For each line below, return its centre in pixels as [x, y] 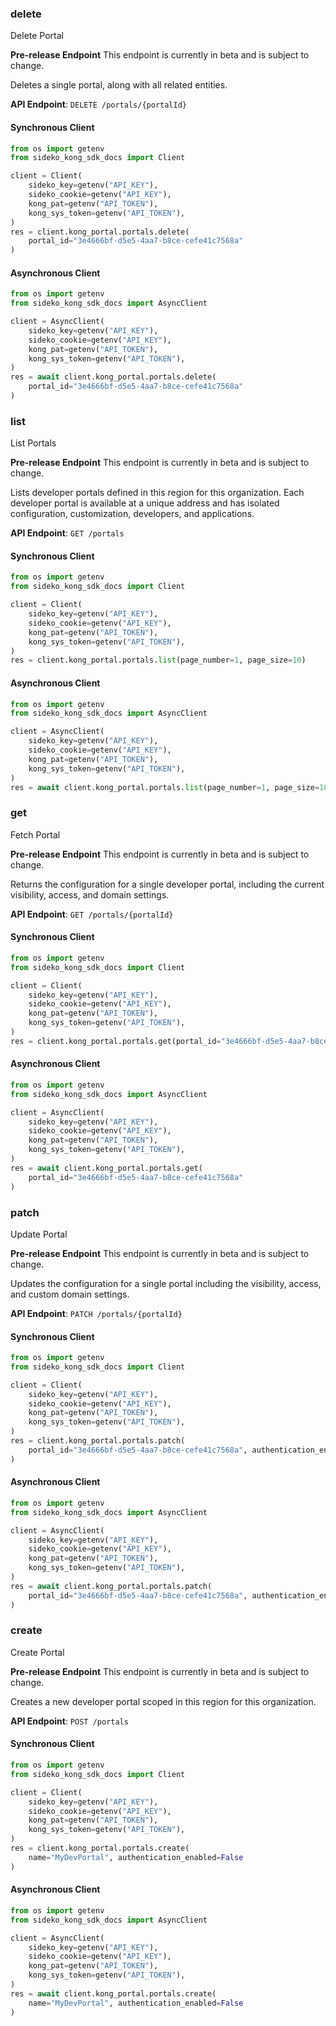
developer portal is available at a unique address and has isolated [145, 503]
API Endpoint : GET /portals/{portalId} [92, 914]
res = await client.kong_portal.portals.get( [106, 1168]
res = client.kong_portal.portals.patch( [98, 1441]
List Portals [33, 443]
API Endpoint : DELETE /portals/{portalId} [98, 104]
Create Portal [37, 1652]
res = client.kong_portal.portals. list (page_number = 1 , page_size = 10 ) [158, 660]
